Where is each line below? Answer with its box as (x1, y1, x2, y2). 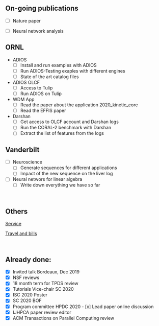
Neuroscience (12, 159, 42, 165)
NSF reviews (12, 274, 40, 281)
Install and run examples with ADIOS (20, 62, 97, 68)
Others (5, 207, 28, 216)
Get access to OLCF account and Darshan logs (20, 119, 119, 125)
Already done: (5, 255, 52, 264)
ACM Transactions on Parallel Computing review (12, 315, 115, 321)
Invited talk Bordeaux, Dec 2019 (12, 269, 80, 275)
